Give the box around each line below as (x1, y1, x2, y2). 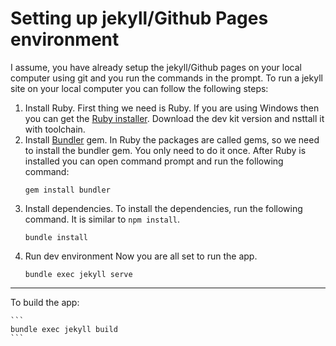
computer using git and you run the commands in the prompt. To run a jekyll (10, 72, 323, 84)
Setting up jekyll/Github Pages (10, 7, 269, 30)
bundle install (24, 232, 89, 242)
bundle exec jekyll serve (24, 269, 133, 279)
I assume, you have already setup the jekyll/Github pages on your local (10, 61, 302, 73)
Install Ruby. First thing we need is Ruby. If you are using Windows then (24, 102, 320, 114)
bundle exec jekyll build (10, 324, 118, 334)
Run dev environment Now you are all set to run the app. (24, 250, 258, 262)
